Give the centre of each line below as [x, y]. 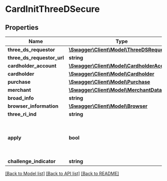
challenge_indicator [32, 161]
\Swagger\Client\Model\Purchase [110, 82]
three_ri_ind [22, 114]
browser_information [33, 106]
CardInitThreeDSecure [53, 9]
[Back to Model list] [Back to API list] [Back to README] [62, 174]
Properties [22, 28]
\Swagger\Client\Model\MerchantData [115, 90]
